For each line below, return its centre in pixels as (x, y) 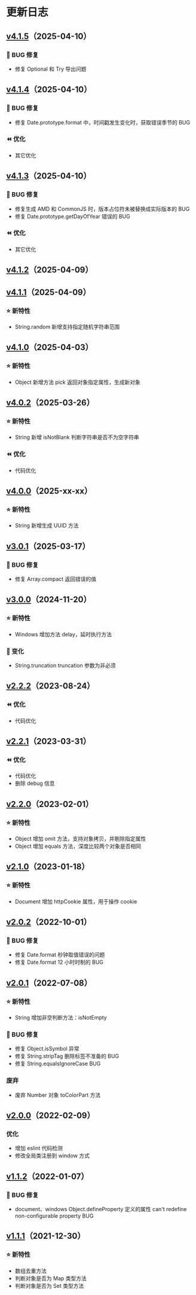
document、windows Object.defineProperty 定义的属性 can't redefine (101, 1209)
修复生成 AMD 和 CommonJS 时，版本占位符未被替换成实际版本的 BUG (102, 209)
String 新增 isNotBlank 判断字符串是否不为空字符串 (77, 437)
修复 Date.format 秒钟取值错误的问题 (60, 955)
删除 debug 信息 (35, 783)
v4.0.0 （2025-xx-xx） (49, 491)
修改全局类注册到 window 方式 (52, 1156)
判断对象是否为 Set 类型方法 (49, 1285)
